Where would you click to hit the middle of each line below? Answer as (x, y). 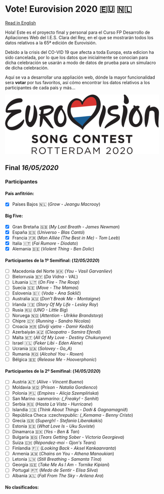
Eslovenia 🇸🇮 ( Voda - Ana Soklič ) (47, 293)
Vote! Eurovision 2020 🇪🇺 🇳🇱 (69, 9)
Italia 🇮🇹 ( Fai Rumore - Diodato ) (45, 243)
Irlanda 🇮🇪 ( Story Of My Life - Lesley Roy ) (55, 304)
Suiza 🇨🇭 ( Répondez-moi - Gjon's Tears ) (54, 443)
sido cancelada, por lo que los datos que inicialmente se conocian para (76, 57)
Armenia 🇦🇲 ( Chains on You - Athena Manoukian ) (63, 454)
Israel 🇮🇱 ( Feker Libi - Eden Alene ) (48, 343)
